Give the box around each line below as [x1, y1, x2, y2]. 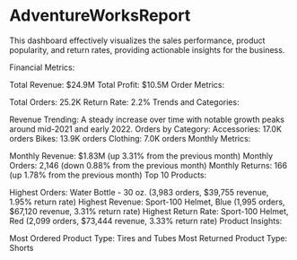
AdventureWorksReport [9, 5, 191, 26]
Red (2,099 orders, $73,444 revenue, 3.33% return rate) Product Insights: [9, 215, 283, 226]
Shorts [9, 242, 34, 253]
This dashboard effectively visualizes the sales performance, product [9, 35, 266, 46]
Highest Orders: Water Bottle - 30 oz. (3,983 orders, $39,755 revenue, [9, 186, 269, 197]
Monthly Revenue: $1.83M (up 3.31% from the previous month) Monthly [9, 150, 274, 161]
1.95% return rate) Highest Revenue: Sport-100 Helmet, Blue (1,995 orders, [9, 196, 285, 207]
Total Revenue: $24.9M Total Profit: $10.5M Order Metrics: [9, 79, 225, 90]
